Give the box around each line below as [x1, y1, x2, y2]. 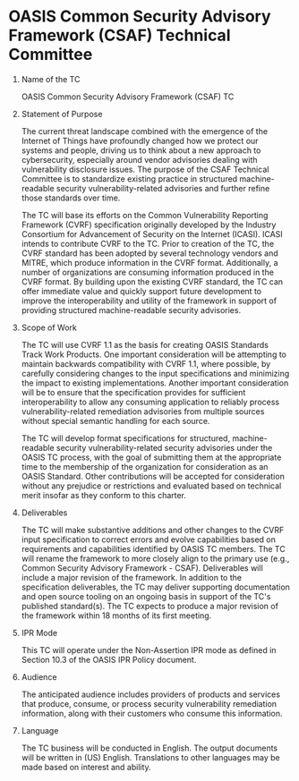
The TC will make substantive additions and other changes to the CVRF [21, 524, 285, 535]
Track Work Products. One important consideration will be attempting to [21, 349, 287, 360]
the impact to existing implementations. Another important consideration [21, 378, 289, 388]
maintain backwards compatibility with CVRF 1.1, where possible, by [21, 358, 271, 369]
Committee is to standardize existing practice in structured [21, 173, 238, 184]
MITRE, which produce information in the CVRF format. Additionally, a [21, 257, 278, 267]
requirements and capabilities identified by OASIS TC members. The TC [21, 543, 286, 554]
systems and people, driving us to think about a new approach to [21, 145, 261, 156]
